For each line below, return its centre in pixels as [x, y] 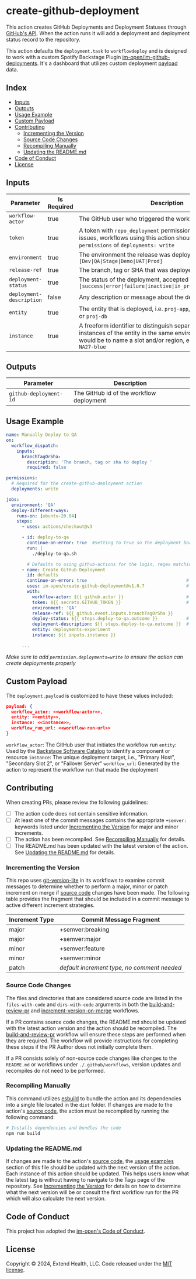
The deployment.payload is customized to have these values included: [90, 695]
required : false [47, 468]
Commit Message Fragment [121, 920]
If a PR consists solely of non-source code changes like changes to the [91, 1058]
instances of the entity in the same [126, 333]
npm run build [23, 1133]
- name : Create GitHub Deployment [64, 569]
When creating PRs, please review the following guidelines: [77, 802]
